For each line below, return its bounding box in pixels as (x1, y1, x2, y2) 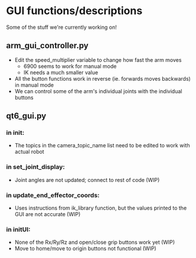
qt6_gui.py (6, 111, 47, 121)
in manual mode (14, 81, 54, 88)
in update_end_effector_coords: (6, 191, 100, 199)
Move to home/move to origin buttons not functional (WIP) (14, 245, 156, 252)
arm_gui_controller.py (6, 41, 89, 51)
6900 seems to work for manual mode (23, 62, 117, 70)
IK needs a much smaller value (23, 69, 99, 76)
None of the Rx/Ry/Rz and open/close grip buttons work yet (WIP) (14, 239, 175, 246)
